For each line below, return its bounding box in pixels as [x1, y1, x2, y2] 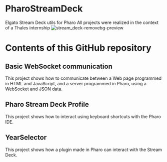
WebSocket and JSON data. [5, 86, 63, 92]
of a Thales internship [5, 24, 50, 30]
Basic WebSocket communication [5, 62, 112, 70]
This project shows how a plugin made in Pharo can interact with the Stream [5, 147, 162, 153]
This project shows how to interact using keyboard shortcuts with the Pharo [5, 113, 161, 120]
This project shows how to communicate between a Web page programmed [5, 75, 161, 81]
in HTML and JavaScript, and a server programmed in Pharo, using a [5, 80, 146, 86]
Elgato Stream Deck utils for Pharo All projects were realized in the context [5, 19, 159, 25]
